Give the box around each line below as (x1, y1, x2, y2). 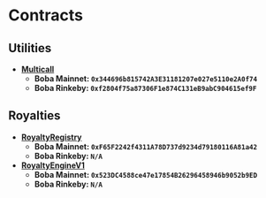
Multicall (20, 64, 55, 74)
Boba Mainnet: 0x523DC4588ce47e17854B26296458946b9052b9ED (34, 169, 258, 179)
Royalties (8, 108, 61, 124)
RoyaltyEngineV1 (20, 160, 86, 171)
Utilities (8, 41, 52, 56)
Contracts (8, 5, 84, 26)
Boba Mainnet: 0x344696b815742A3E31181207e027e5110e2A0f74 (34, 73, 258, 84)
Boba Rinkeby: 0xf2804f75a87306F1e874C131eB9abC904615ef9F (34, 83, 257, 93)
